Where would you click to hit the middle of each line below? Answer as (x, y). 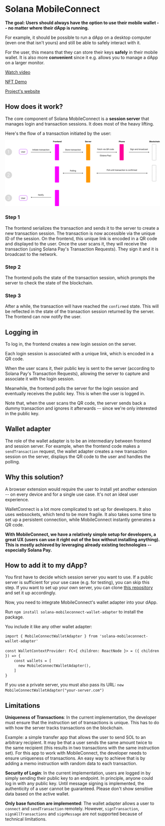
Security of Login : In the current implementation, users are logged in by (78, 773)
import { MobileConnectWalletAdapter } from (51, 636)
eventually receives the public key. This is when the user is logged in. (75, 394)
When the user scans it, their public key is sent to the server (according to (80, 368)
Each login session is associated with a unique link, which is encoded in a (79, 354)
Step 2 (13, 267)
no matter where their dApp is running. (49, 28)
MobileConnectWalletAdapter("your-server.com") (55, 690)
